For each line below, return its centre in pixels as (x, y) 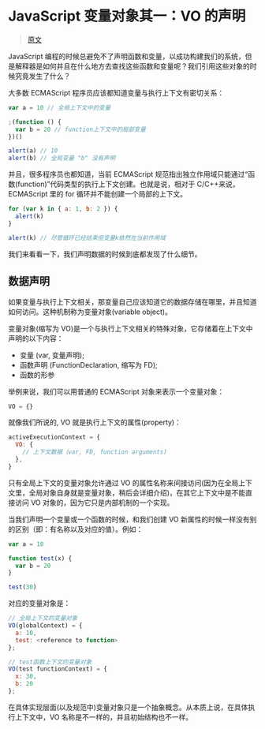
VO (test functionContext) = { (58, 669)
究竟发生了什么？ (43, 76)
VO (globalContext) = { (45, 626)
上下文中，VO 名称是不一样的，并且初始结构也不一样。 (104, 717)
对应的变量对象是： (39, 604)
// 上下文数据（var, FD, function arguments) (95, 452)
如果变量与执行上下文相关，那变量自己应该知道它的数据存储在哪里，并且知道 (132, 301)
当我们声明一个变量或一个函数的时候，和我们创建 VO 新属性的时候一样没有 (129, 519)
